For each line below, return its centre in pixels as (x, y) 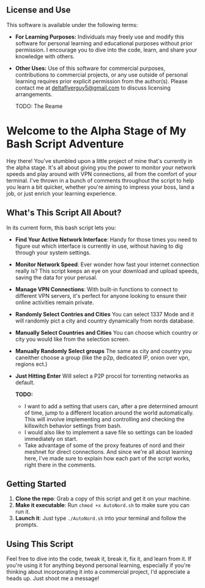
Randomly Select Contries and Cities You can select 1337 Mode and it (105, 314)
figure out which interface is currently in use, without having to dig (99, 246)
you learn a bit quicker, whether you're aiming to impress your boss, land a (100, 187)
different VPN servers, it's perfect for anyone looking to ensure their (101, 296)
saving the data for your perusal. (56, 277)
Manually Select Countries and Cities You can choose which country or (106, 332)
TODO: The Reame (39, 106)
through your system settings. (53, 252)
